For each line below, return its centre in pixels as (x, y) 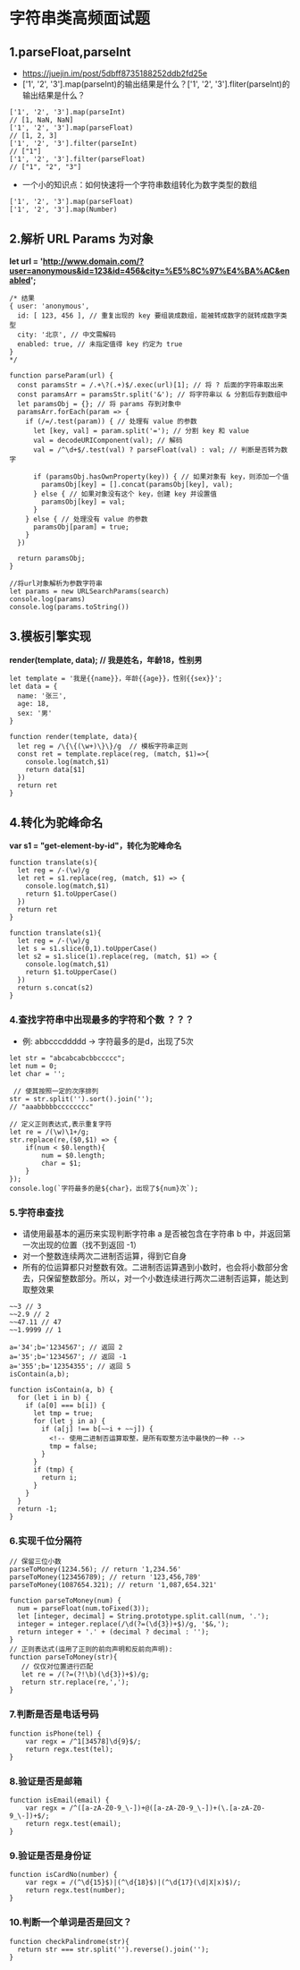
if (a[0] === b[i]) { (65, 1405)
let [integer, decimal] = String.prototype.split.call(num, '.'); (143, 1617)
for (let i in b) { (54, 1398)
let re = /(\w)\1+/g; (50, 1132)
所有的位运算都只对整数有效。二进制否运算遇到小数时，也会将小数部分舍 (155, 1268)
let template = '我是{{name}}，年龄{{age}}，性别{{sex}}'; (116, 678)
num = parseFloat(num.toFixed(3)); (83, 1609)
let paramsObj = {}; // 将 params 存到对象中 (99, 403)
